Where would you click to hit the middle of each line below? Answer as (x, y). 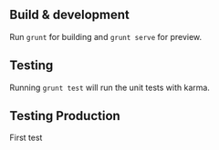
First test (26, 138)
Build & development (69, 15)
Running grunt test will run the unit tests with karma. (109, 87)
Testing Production (65, 116)
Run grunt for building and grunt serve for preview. (106, 36)
